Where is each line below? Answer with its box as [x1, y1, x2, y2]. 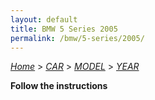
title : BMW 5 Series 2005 [10, 24, 118, 34]
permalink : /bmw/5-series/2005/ [10, 33, 145, 43]
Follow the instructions [10, 80, 108, 92]
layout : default [10, 14, 78, 25]
